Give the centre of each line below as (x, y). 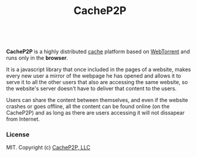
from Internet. (23, 119)
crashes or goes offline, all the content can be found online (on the (88, 106)
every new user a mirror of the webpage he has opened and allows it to (94, 76)
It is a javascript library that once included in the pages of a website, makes (99, 69)
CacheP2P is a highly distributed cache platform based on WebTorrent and (98, 51)
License (18, 134)
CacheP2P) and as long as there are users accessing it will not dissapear (96, 112)
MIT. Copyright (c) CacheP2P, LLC (48, 147)
